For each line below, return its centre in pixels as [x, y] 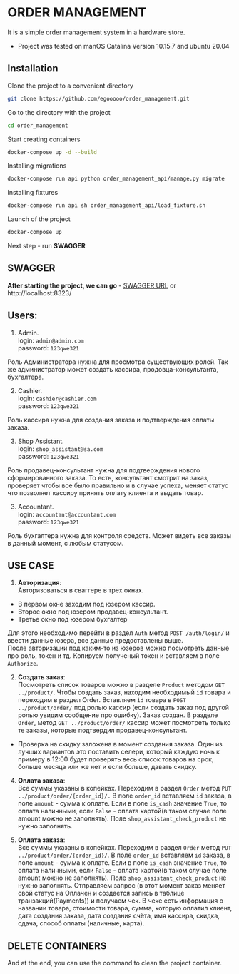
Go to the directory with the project [59, 112]
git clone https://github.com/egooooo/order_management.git [99, 98]
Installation [33, 69]
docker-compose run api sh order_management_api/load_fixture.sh [106, 206]
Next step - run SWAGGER [46, 246]
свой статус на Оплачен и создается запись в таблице [101, 893]
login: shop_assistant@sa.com [60, 448]
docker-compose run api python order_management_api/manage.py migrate [116, 179]
